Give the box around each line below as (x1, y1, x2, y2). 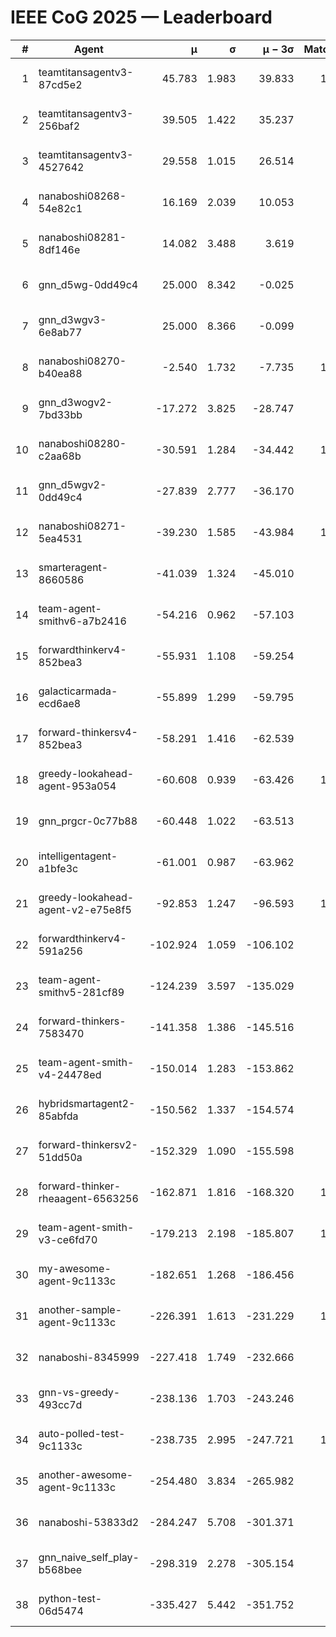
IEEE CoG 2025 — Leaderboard (10, 6, 273, 29)
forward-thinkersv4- (38, 725, 138, 739)
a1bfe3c (38, 861, 79, 875)
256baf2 (38, 119, 81, 133)
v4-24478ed (38, 1067, 102, 1081)
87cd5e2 (38, 77, 83, 91)
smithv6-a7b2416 (38, 614, 127, 628)
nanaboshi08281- (38, 230, 127, 244)
